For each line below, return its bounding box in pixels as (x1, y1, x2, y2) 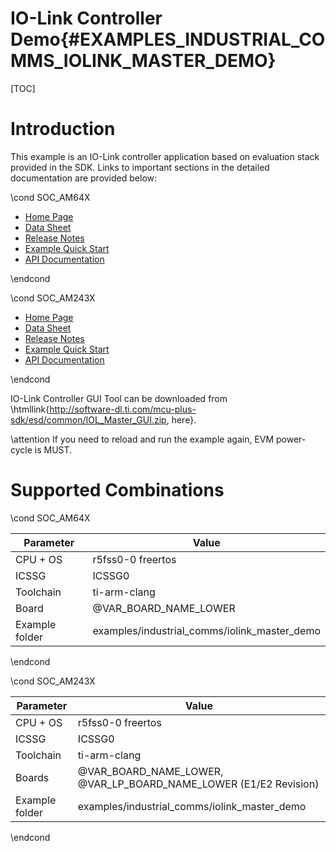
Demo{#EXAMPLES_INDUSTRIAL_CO (10, 28, 326, 51)
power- (276, 433, 307, 445)
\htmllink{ (10, 403, 50, 415)
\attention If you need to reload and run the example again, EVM (10, 433, 275, 445)
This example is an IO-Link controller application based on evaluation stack (10, 150, 320, 162)
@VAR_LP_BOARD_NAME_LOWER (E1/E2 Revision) (77, 777, 320, 791)
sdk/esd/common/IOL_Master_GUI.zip (10, 413, 167, 426)
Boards (15, 770, 50, 784)
